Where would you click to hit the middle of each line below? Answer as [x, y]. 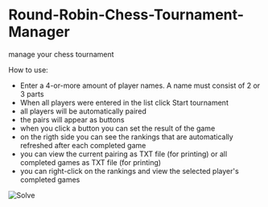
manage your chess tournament [61, 54]
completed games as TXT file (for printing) [91, 162]
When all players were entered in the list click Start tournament [124, 102]
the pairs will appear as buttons [72, 119]
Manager [39, 32]
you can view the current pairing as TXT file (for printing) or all [124, 154]
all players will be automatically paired [83, 111]
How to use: [28, 69]
